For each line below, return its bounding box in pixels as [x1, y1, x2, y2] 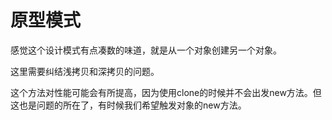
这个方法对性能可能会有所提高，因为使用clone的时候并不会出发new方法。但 [10, 86, 322, 98]
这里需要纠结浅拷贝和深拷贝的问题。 [10, 65, 160, 77]
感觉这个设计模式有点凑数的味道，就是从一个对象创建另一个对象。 [10, 44, 282, 56]
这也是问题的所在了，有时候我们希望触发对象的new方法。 [10, 99, 247, 111]
